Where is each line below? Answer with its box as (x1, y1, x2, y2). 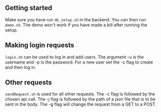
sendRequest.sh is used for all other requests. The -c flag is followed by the (5, 91, 155, 97)
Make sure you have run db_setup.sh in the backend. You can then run (5, 16, 146, 22)
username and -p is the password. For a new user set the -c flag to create (5, 59, 153, 65)
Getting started (5, 4, 53, 12)
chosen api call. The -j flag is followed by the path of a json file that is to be (5, 96, 156, 102)
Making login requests (5, 41, 74, 49)
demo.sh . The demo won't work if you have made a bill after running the (5, 22, 147, 28)
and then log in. (5, 64, 36, 70)
